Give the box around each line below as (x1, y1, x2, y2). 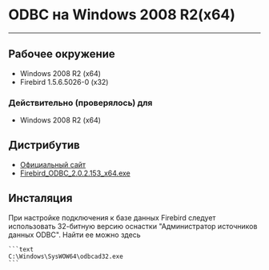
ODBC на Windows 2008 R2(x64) (8, 6, 236, 24)
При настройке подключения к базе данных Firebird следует (8, 212, 216, 222)
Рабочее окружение (8, 47, 116, 61)
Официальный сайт (19, 159, 86, 169)
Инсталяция (8, 191, 73, 205)
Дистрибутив (8, 139, 80, 152)
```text (8, 245, 34, 253)
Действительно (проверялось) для (8, 97, 153, 108)
